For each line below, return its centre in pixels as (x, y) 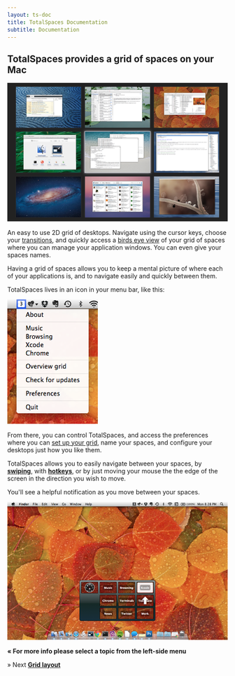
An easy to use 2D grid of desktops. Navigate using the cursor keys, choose (117, 232)
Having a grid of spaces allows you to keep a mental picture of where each (115, 268)
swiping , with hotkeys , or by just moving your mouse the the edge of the (113, 471)
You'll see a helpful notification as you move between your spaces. (104, 492)
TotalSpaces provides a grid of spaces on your (111, 59)
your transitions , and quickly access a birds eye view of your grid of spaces (116, 240)
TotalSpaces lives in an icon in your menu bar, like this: (86, 289)
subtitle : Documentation (43, 29)
